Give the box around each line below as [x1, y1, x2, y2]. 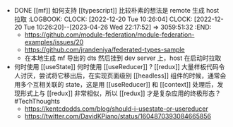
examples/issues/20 [24, 38, 84, 46]
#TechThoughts [13, 97, 60, 105]
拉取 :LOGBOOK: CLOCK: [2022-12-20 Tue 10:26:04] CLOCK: [13, 15, 193, 23]
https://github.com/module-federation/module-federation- [24, 30, 195, 39]
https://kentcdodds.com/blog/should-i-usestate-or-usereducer [24, 104, 208, 113]
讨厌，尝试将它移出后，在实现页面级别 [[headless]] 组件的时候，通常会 [20, 71, 227, 80]
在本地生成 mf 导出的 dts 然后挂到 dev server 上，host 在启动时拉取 [24, 54, 222, 62]
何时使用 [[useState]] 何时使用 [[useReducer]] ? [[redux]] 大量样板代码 [13, 63, 219, 71]
